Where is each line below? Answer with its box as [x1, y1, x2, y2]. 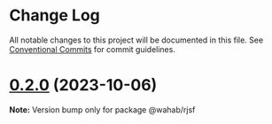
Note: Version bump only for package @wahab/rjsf [9, 104, 196, 115]
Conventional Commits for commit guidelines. [9, 43, 175, 54]
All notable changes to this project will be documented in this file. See [9, 35, 264, 45]
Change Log [9, 5, 100, 26]
